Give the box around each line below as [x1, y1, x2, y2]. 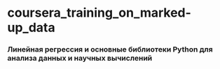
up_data [7, 20, 55, 36]
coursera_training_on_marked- [7, 5, 191, 21]
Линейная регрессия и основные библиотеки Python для [7, 45, 213, 54]
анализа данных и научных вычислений [7, 54, 153, 63]
